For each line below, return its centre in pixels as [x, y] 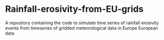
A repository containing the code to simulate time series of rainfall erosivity [82, 23]
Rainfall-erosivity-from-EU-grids [75, 9]
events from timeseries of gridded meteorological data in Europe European [82, 28]
